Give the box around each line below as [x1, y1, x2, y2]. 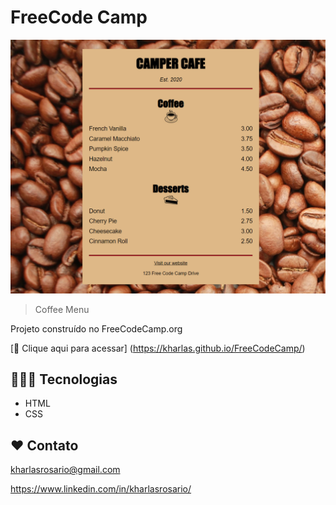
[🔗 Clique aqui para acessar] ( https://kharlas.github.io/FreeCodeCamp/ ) [10, 342, 306, 354]
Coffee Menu [34, 303, 90, 315]
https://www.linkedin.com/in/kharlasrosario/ [10, 483, 192, 495]
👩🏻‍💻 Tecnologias [10, 371, 118, 388]
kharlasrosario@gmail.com [10, 464, 121, 476]
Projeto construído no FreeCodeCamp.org [10, 322, 183, 335]
